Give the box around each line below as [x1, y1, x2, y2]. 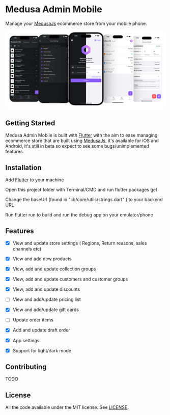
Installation [5, 163, 42, 172]
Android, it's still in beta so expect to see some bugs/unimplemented [5, 143, 149, 149]
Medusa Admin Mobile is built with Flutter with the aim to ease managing [5, 132, 158, 139]
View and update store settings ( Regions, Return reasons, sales [12, 240, 147, 246]
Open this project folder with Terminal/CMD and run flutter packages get [5, 187, 158, 193]
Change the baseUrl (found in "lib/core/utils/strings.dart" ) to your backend [5, 197, 163, 203]
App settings [12, 337, 40, 343]
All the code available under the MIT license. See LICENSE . [5, 404, 129, 410]
